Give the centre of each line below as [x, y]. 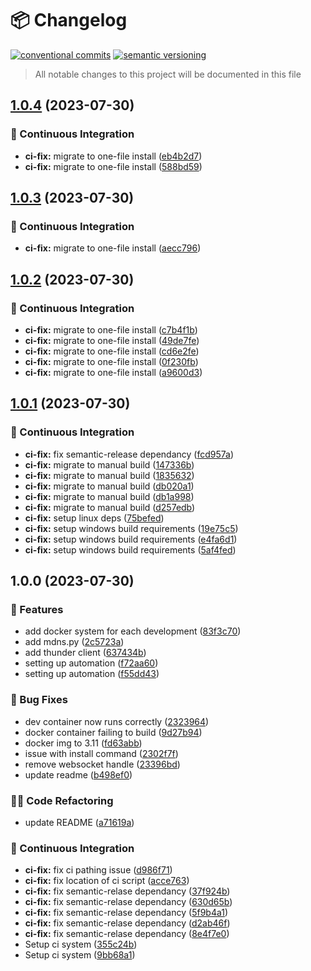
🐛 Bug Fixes [39, 700]
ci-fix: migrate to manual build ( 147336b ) [109, 464]
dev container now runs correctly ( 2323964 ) [117, 721]
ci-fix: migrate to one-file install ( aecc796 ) [113, 248]
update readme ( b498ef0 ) [78, 774]
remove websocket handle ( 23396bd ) [102, 764]
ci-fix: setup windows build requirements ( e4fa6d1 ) [131, 539]
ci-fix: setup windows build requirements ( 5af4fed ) [130, 549]
